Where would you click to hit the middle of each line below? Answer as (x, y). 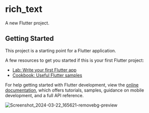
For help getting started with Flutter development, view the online (72, 85)
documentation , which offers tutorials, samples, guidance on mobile (74, 90)
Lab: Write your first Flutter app (44, 70)
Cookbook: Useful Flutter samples (47, 75)
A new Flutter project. (27, 23)
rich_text (24, 9)
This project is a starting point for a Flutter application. (61, 50)
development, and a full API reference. (44, 95)
